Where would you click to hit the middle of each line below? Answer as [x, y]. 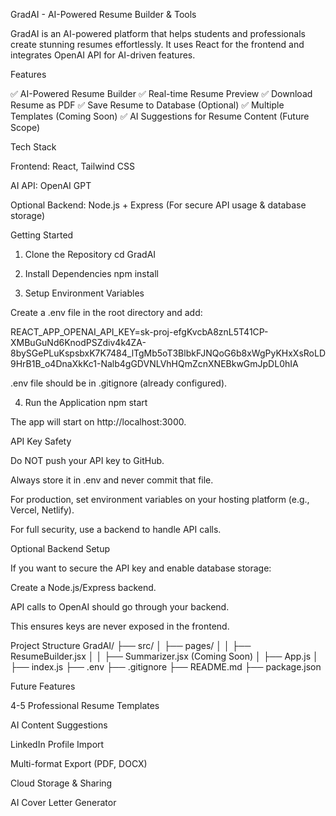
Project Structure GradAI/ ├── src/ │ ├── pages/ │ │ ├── [131, 645]
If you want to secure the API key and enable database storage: [141, 568]
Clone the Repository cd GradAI [90, 254]
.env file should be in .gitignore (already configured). [119, 383]
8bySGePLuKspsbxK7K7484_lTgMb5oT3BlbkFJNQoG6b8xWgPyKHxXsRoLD [168, 353]
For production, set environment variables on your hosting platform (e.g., [160, 499]
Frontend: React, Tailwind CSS [72, 166]
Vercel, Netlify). [42, 510]
